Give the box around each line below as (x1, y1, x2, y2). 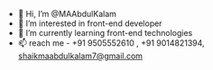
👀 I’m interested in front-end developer (17, 18, 162, 29)
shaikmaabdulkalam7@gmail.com (17, 50, 143, 61)
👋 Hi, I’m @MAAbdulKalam (17, 9, 117, 19)
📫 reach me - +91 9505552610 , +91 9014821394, (17, 38, 205, 48)
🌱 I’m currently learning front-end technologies (17, 28, 193, 38)
